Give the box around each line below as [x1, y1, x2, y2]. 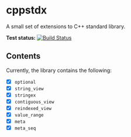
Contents [6, 51, 41, 61]
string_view [14, 85, 44, 91]
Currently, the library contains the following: [6, 67, 112, 74]
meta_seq [14, 125, 36, 132]
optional [14, 79, 36, 85]
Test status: [6, 34, 36, 41]
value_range [14, 112, 44, 118]
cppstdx [6, 4, 47, 17]
